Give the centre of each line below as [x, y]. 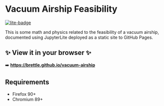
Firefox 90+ [24, 94]
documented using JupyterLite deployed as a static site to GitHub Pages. [79, 37]
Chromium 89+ [28, 99]
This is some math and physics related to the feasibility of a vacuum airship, [82, 32]
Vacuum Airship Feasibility [61, 9]
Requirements [27, 82]
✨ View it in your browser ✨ [48, 53]
